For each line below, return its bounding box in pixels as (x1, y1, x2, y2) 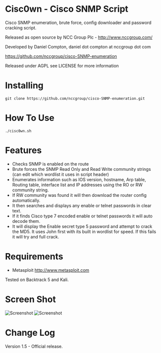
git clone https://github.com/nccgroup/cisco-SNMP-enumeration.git (5, 96, 145, 101)
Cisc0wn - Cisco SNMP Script (5, 3, 128, 15)
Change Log (5, 327, 55, 338)
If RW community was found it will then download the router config (12, 192, 147, 198)
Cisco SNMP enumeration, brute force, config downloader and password (5, 20, 152, 25)
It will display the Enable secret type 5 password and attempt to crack (12, 223, 153, 229)
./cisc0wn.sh (5, 128, 32, 133)
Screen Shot (5, 294, 56, 305)
